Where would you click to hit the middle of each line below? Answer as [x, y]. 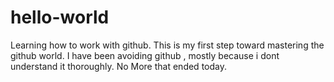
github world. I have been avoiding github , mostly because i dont [145, 55]
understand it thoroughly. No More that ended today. [118, 66]
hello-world [60, 17]
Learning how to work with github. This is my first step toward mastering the [167, 45]
